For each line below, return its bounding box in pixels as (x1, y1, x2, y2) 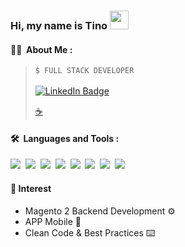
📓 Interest (10, 182, 52, 194)
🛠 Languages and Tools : (10, 132, 120, 144)
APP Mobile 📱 (24, 215, 82, 227)
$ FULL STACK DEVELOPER (34, 66, 135, 76)
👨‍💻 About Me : (10, 43, 73, 55)
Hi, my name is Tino (10, 18, 108, 32)
